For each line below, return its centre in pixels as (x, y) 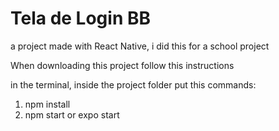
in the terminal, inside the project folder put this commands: (133, 84)
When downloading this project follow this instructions (122, 65)
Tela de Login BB (81, 18)
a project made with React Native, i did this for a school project (140, 46)
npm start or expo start (72, 114)
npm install (47, 104)
